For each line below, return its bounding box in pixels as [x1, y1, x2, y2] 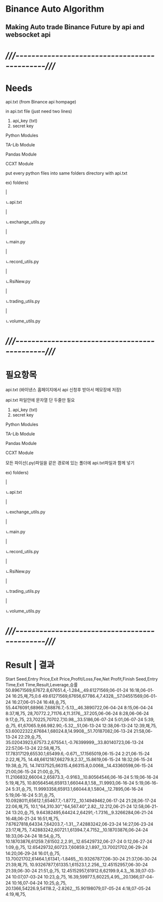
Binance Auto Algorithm [5, 3, 104, 15]
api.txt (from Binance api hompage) [5, 99, 77, 104]
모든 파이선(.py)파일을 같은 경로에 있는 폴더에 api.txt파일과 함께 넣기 [5, 460, 135, 465]
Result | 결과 [5, 660, 55, 671]
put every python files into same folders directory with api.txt [5, 170, 128, 176]
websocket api [5, 30, 51, 39]
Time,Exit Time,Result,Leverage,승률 [5, 682, 78, 687]
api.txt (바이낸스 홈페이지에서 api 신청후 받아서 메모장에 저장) [5, 386, 122, 392]
